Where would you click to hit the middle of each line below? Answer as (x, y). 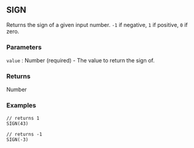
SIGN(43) (17, 124)
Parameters (24, 47)
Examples (21, 105)
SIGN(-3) (17, 139)
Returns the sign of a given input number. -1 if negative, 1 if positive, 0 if (97, 24)
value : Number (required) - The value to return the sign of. (80, 61)
